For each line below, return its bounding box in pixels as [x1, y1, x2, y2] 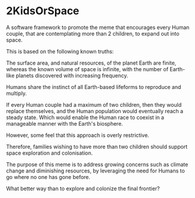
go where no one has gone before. [6, 173, 90, 180]
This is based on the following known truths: [6, 47, 114, 55]
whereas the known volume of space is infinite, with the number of [6, 65, 168, 72]
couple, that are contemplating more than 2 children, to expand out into [6, 30, 180, 37]
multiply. [6, 90, 27, 97]
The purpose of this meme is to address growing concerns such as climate [6, 161, 188, 168]
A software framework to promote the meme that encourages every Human [6, 24, 190, 31]
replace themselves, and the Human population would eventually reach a [6, 107, 184, 114]
